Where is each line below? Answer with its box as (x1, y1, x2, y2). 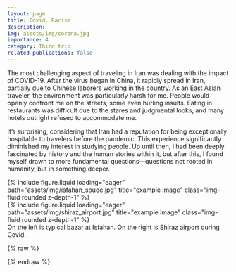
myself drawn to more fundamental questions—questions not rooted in (7, 157, 213, 165)
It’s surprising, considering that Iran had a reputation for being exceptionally (7, 127, 228, 136)
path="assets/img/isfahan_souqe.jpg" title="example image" (7, 186, 183, 194)
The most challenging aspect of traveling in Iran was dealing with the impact (7, 68, 229, 77)
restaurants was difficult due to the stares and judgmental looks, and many (7, 106, 224, 115)
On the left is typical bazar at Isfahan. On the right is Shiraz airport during (7, 223, 220, 231)
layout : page (7, 10, 46, 18)
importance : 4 (7, 37, 49, 44)
